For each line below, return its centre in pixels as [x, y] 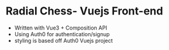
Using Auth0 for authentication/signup [62, 34]
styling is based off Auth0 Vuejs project [63, 40]
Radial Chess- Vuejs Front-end [84, 11]
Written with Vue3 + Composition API [61, 28]
